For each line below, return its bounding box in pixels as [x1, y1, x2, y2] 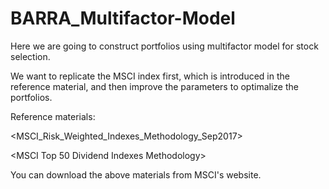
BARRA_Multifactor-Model [10, 7, 236, 30]
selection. [10, 50, 51, 62]
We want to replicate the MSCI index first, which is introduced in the [10, 70, 290, 82]
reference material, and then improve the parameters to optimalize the [10, 80, 299, 92]
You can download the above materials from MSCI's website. [10, 168, 262, 181]
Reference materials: [10, 110, 96, 122]
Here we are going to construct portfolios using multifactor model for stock [10, 40, 319, 52]
